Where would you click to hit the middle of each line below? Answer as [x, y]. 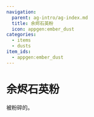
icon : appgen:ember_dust [43, 29]
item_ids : [19, 52]
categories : [21, 35]
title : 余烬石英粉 [32, 23]
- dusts [22, 46]
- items [22, 40]
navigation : [21, 12]
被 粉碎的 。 [20, 107]
